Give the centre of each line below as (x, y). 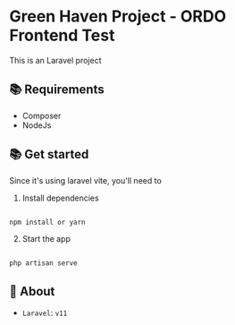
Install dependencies (61, 198)
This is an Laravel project (55, 60)
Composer (42, 115)
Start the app (46, 239)
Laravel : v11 (45, 313)
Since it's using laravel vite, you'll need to (86, 180)
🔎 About (32, 291)
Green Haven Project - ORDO (118, 17)
